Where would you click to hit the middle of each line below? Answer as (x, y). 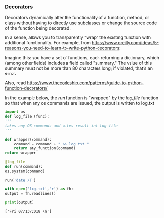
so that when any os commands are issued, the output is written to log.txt (80, 103)
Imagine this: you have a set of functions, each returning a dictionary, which (82, 58)
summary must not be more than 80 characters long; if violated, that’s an (79, 68)
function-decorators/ (26, 88)
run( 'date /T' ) (21, 180)
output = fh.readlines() (31, 193)
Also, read (16, 83)
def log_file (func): (27, 117)
